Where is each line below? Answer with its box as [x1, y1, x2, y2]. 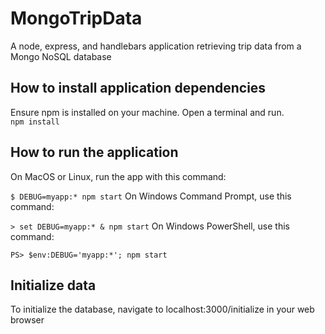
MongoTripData [10, 7, 143, 30]
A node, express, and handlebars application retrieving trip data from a [10, 40, 302, 52]
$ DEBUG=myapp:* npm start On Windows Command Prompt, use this [10, 190, 292, 202]
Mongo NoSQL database [10, 50, 112, 62]
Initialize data [10, 277, 97, 294]
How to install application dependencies [10, 80, 267, 97]
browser [10, 314, 45, 326]
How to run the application [10, 144, 179, 161]
